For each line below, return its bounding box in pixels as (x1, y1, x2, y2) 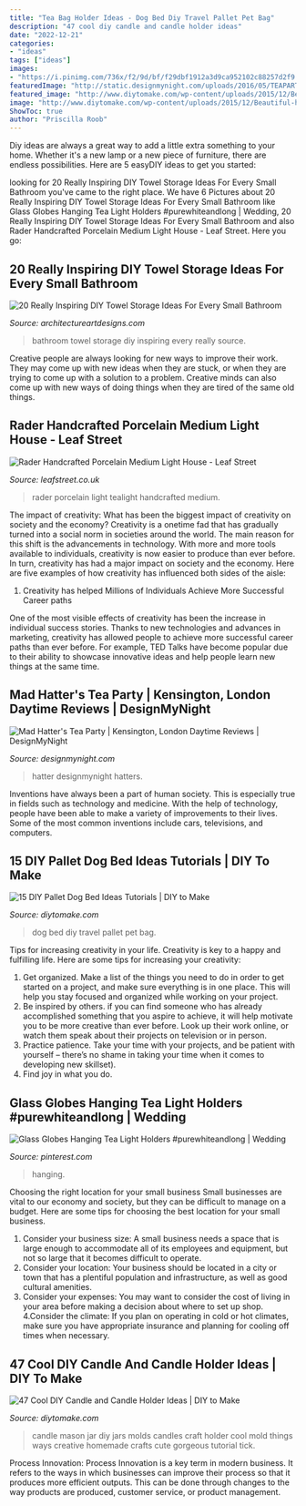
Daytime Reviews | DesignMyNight (9, 702, 211, 717)
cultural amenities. (22, 1282, 93, 1293)
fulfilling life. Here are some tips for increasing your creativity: (9, 954, 241, 966)
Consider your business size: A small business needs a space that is (22, 1234, 280, 1245)
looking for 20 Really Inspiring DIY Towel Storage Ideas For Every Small (9, 177, 277, 188)
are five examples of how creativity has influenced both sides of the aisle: (9, 567, 287, 579)
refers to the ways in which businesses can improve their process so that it (9, 1468, 291, 1478)
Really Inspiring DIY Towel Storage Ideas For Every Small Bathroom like (9, 197, 276, 208)
